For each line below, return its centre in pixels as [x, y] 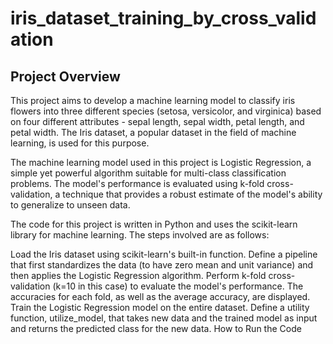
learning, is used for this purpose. [80, 143]
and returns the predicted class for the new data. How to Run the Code [156, 328]
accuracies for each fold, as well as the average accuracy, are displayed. [160, 296]
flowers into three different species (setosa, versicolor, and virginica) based [166, 111]
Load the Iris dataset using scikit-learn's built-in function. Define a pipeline [164, 254]
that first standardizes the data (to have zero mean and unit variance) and [162, 265]
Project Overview [65, 76]
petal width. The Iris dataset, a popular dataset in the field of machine [153, 132]
